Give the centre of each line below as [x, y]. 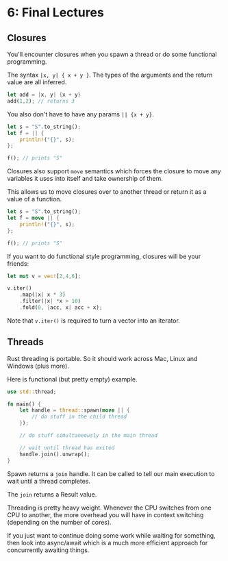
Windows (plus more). [38, 366]
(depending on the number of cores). [59, 522]
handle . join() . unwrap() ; [55, 454]
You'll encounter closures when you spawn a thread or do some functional [112, 54]
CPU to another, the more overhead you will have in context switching [105, 514]
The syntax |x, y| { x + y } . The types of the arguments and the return [110, 75]
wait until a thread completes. [49, 481]
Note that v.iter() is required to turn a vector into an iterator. [93, 321]
